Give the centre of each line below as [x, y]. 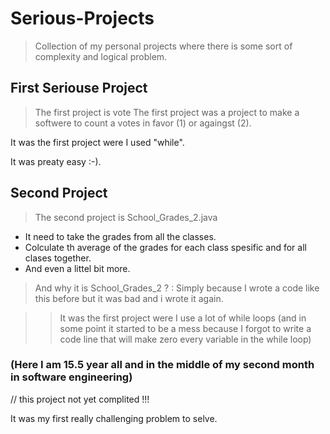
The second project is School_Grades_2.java [126, 217]
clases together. [58, 258]
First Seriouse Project [79, 88]
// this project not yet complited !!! [80, 399]
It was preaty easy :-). [56, 161]
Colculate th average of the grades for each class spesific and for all [165, 247]
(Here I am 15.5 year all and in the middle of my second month [162, 365]
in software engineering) [71, 377]
